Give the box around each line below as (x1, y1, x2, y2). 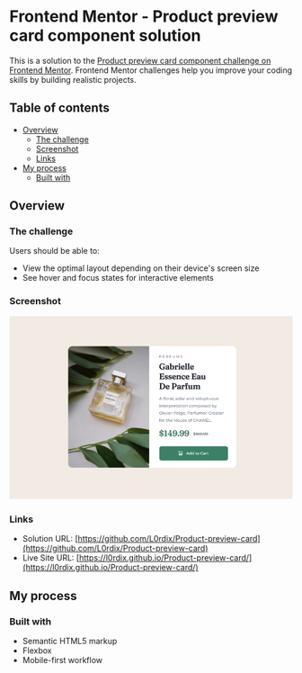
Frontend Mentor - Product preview (9, 6, 279, 27)
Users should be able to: (9, 246, 101, 256)
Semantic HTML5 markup (22, 636, 118, 647)
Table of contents (9, 101, 110, 116)
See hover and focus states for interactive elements (22, 273, 214, 283)
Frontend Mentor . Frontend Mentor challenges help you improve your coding (9, 65, 293, 76)
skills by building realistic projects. (9, 74, 137, 85)
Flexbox (22, 645, 52, 656)
